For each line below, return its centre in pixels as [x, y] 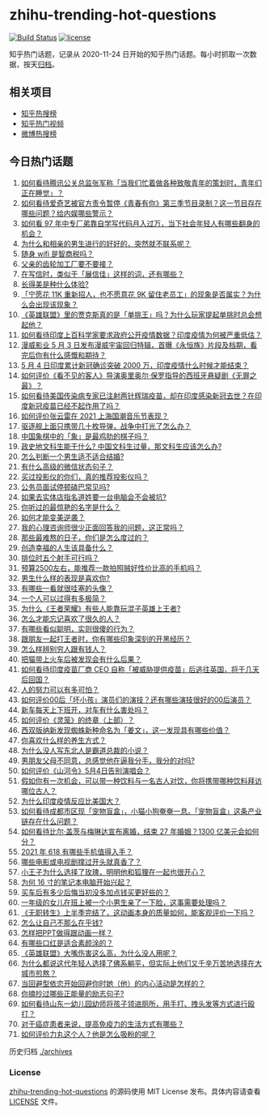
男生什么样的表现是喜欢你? [65, 578]
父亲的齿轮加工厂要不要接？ [67, 264]
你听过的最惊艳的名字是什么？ [70, 507]
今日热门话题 [41, 162]
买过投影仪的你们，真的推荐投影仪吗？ [84, 477]
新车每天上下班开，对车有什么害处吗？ [84, 709]
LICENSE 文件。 [36, 1101]
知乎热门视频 [42, 123]
